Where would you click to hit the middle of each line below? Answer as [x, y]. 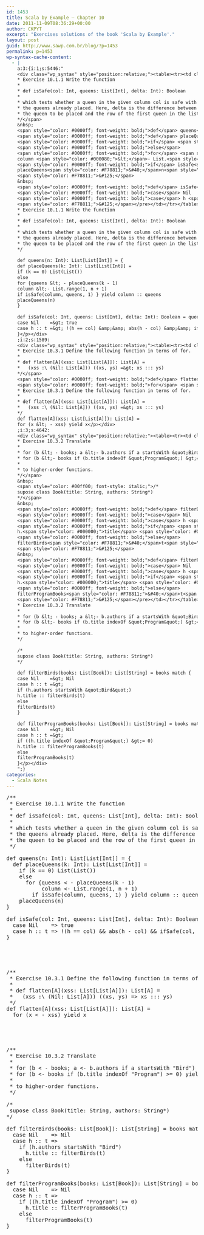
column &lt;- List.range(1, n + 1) [62, 289]
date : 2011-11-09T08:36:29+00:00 [49, 23]
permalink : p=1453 [29, 52]
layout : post [23, 40]
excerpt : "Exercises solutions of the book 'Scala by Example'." [90, 35]
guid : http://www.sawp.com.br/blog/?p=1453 [62, 46]
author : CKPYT [24, 29]
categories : [21, 775]
